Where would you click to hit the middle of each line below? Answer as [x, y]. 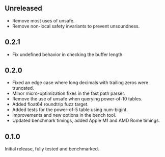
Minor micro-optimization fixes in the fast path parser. [68, 93]
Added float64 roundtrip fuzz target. [50, 104]
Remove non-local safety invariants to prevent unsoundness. [76, 26]
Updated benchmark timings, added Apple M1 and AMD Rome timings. [86, 121]
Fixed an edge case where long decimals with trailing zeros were [80, 83]
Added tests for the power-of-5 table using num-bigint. [70, 110]
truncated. [23, 88]
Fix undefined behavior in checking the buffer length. [68, 54]
